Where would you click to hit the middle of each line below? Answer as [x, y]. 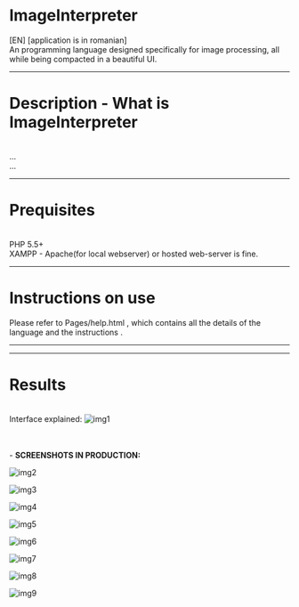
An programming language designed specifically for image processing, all [145, 49]
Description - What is [89, 104]
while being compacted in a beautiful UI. [83, 59]
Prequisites [52, 210]
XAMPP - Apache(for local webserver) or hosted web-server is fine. [134, 254]
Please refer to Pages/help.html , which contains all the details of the [135, 322]
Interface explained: [46, 418]
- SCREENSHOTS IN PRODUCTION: [75, 455]
